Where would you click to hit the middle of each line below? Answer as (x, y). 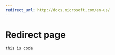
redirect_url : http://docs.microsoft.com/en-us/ (58, 10)
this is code (19, 48)
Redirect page (36, 35)
